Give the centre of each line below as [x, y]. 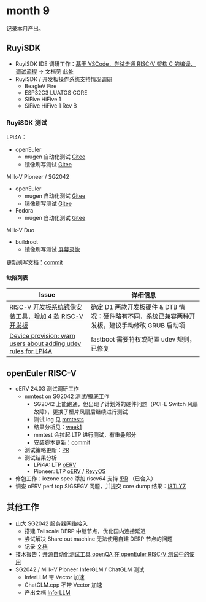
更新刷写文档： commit [35, 262]
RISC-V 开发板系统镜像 [43, 307]
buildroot [27, 242]
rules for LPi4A [31, 351]
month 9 [28, 11]
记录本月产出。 [25, 28]
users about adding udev [45, 343]
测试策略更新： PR [47, 450]
